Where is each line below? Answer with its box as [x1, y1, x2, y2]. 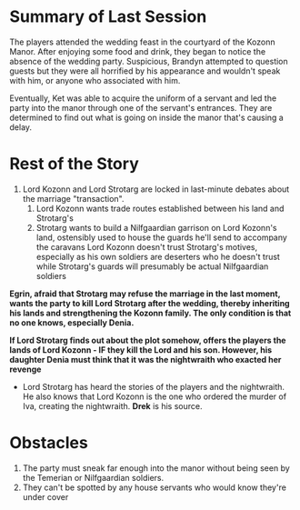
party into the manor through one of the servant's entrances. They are [9, 102, 273, 113]
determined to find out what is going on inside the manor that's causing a [9, 112, 284, 123]
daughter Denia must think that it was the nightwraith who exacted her [9, 354, 282, 365]
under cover [22, 491, 69, 502]
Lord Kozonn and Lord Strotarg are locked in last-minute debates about [22, 184, 290, 195]
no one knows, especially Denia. [9, 316, 135, 328]
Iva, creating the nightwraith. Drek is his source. [22, 400, 203, 411]
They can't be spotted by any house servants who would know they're [22, 482, 286, 493]
